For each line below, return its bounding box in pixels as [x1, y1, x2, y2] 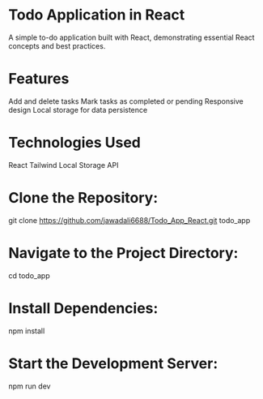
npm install [8, 326, 45, 336]
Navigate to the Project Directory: [8, 243, 239, 262]
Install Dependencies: [8, 298, 159, 317]
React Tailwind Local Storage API [8, 160, 119, 169]
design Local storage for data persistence [8, 105, 148, 114]
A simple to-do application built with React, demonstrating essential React [8, 32, 255, 42]
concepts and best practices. [8, 41, 106, 50]
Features [8, 70, 70, 88]
